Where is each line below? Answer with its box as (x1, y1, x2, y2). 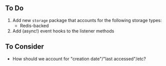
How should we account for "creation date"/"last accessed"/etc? (12, 55, 146, 61)
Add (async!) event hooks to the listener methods (12, 27, 114, 34)
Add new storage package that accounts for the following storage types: (12, 17, 162, 23)
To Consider (5, 42, 44, 51)
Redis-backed (19, 22, 49, 28)
